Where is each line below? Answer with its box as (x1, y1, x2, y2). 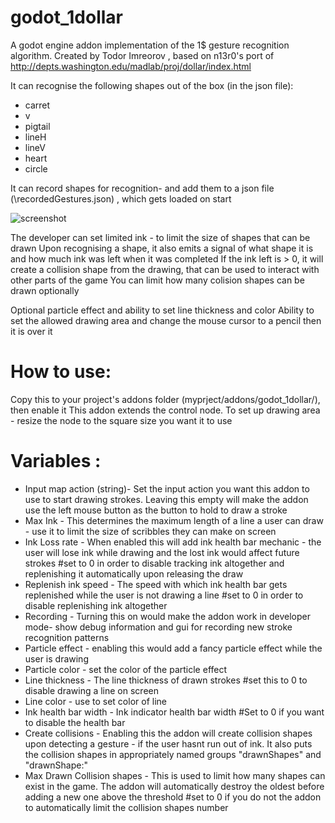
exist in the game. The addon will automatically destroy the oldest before (24, 780, 325, 792)
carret (24, 99, 51, 111)
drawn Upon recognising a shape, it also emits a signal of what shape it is (10, 242, 314, 254)
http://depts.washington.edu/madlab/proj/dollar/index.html (10, 60, 252, 72)
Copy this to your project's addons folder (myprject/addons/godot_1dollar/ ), (10, 393, 321, 405)
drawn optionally (10, 284, 80, 296)
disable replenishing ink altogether (24, 599, 168, 611)
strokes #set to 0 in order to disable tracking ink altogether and (24, 557, 285, 569)
